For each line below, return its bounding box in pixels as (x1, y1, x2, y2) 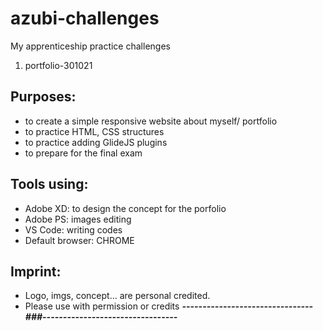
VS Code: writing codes (24, 223, 123, 236)
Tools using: (10, 176, 89, 193)
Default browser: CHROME (24, 234, 135, 246)
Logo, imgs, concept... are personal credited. (24, 290, 211, 302)
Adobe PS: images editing (24, 213, 132, 225)
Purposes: (10, 88, 77, 106)
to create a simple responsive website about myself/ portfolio (24, 115, 278, 127)
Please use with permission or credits (24, 300, 180, 312)
